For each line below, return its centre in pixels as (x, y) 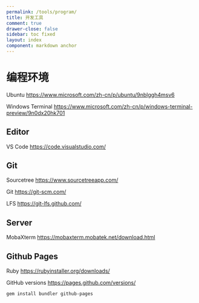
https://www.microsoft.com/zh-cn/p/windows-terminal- (123, 106)
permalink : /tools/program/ (42, 12)
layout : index (24, 40)
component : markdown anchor (42, 46)
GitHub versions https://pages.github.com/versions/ (71, 283)
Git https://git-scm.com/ (36, 192)
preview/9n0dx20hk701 (36, 113)
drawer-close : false (32, 29)
